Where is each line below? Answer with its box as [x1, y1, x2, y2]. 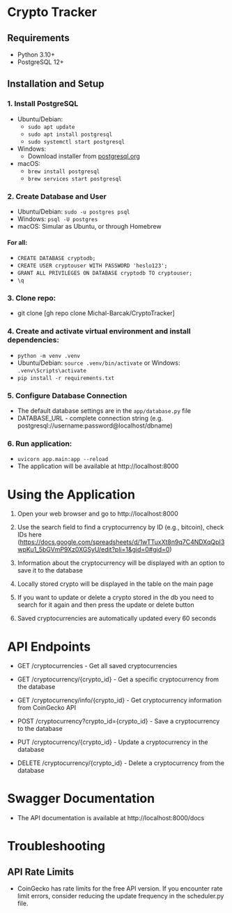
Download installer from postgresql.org [27, 151, 141, 160]
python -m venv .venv [17, 352, 80, 359]
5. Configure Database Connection [7, 391, 127, 400]
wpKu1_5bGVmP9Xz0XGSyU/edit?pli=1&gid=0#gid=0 [17, 545, 170, 554]
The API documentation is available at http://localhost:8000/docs [17, 814, 205, 822]
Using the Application [7, 486, 136, 502]
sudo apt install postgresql [27, 130, 113, 138]
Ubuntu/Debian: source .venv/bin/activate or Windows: [17, 359, 180, 367]
